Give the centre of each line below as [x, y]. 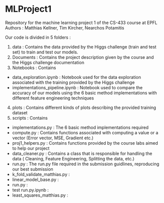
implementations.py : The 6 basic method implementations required [80, 127]
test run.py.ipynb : [30, 190]
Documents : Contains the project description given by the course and [83, 57]
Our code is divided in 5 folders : [38, 37]
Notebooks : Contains [34, 68]
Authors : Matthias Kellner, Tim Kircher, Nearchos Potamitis [65, 27]
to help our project [31, 148]
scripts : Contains [30, 118]
